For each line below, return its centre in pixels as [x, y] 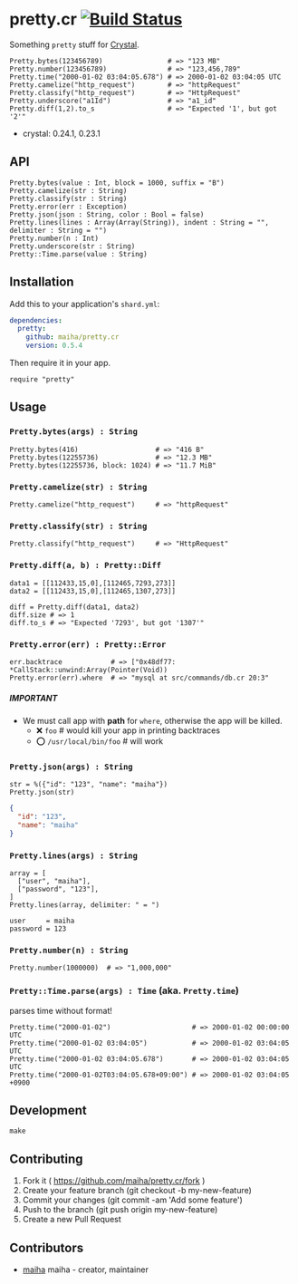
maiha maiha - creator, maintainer [86, 1270]
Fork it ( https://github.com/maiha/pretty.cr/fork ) [114, 1181]
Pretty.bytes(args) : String [74, 432]
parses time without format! [61, 1010]
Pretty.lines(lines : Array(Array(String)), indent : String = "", [139, 222]
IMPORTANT [34, 698]
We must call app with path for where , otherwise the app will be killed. [152, 720]
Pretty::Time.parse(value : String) [78, 254]
